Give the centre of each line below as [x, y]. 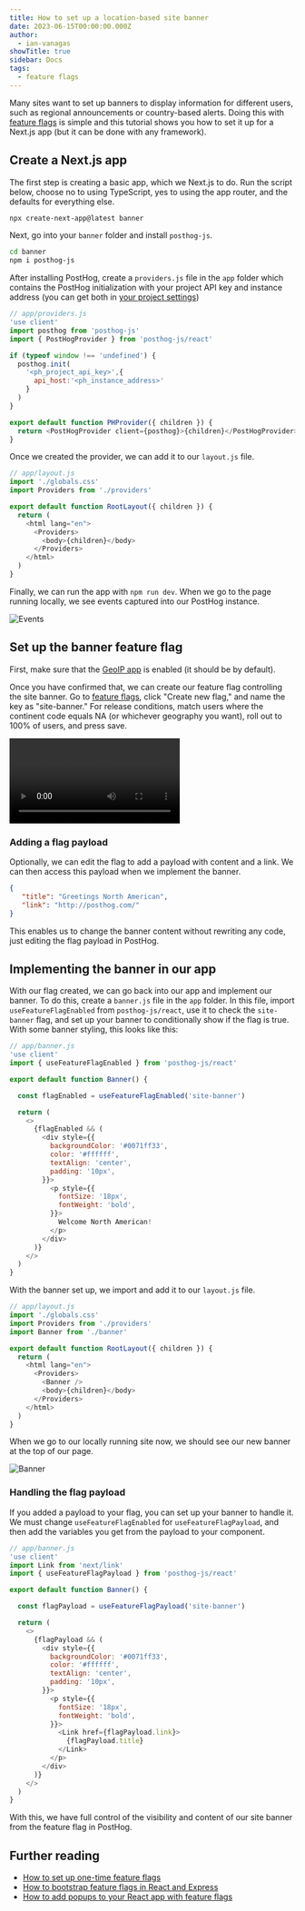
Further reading [54, 1855]
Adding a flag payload [59, 842]
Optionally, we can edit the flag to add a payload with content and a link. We [152, 862]
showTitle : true [40, 52]
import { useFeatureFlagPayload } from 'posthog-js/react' [123, 1574]
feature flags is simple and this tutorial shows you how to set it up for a [142, 122]
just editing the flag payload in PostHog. [84, 940]
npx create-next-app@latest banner [77, 218]
